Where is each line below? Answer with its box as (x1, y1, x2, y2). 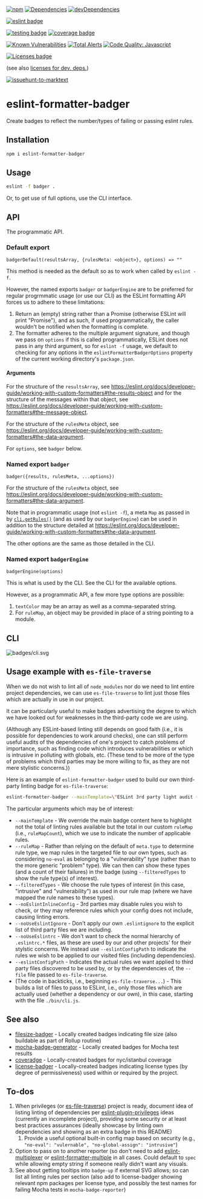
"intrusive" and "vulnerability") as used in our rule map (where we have (14, 887, 193, 895)
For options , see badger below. (6, 445, 83, 452)
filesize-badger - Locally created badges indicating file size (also (14, 1030, 177, 1037)
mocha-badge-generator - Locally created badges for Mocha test (14, 1043, 179, 1050)
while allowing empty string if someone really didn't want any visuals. (14, 1160, 188, 1168)
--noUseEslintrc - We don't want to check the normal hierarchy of (14, 932, 180, 939)
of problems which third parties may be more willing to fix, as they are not (6, 757, 190, 765)
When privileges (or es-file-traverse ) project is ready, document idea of (14, 1102, 193, 1110)
